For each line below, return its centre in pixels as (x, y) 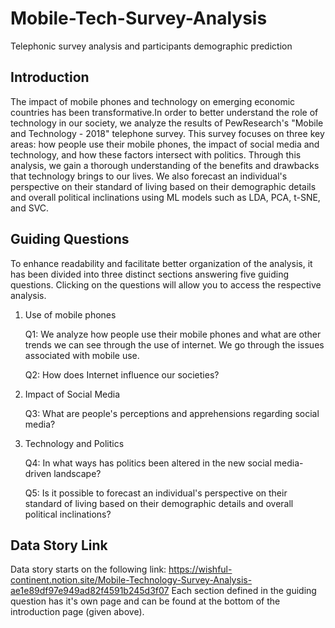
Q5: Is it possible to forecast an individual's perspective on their (156, 493)
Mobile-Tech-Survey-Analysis (139, 18)
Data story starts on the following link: (88, 569)
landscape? (77, 473)
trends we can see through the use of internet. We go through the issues (174, 344)
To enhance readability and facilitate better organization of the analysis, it (161, 263)
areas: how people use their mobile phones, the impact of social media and (165, 144)
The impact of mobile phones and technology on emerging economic (153, 101)
